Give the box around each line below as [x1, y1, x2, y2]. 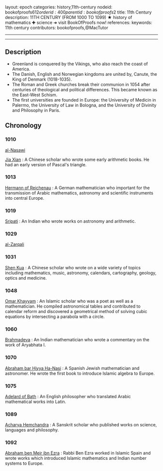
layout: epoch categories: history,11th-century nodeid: [5, 4, 113, 10]
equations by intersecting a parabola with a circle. [5, 314, 105, 319]
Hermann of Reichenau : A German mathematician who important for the [5, 185, 150, 191]
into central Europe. [5, 195, 45, 201]
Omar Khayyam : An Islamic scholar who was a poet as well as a [5, 298, 133, 304]
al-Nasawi [5, 147, 26, 153]
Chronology [5, 122, 42, 130]
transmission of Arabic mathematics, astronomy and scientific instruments [5, 190, 154, 196]
